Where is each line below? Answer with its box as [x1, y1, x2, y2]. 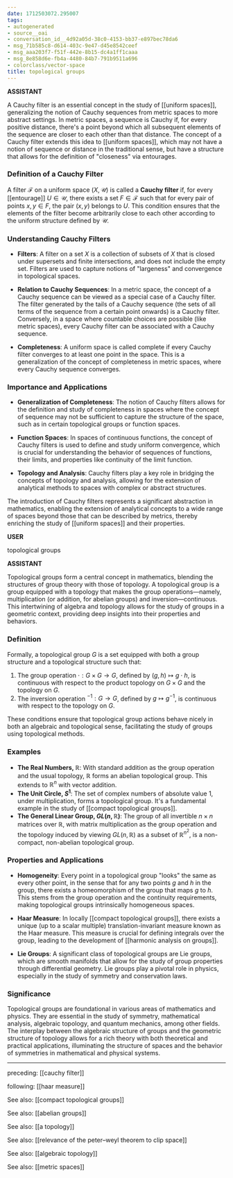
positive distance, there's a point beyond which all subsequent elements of [7, 123, 221, 131]
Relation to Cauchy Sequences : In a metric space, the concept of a [17, 285, 212, 294]
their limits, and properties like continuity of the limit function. [17, 455, 193, 464]
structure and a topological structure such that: [7, 658, 142, 666]
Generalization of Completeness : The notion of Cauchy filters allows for [17, 398, 225, 406]
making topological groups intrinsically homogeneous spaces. [17, 900, 195, 908]
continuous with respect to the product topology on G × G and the [17, 678, 206, 687]
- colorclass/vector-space [7, 62, 85, 69]
